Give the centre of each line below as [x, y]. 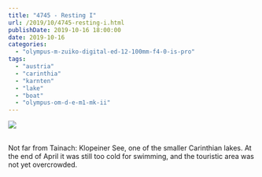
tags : [17, 60]
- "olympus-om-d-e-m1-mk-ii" [63, 103]
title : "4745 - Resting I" [52, 15]
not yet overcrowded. [43, 164]
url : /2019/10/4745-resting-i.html [66, 23]
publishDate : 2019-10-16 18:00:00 [65, 30]
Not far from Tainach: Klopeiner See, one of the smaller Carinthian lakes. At [130, 148]
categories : [28, 45]
